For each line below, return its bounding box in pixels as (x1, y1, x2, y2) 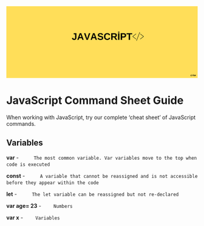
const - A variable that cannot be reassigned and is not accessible (6, 172, 198, 179)
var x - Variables (6, 214, 60, 221)
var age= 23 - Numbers (6, 202, 73, 209)
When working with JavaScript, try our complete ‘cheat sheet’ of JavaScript (6, 114, 196, 121)
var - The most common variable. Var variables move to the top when (6, 154, 197, 161)
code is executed (6, 161, 50, 168)
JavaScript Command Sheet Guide (6, 94, 184, 108)
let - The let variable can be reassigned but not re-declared (6, 190, 179, 197)
